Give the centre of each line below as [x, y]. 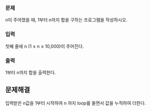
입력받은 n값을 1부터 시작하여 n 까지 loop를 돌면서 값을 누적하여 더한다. [76, 103]
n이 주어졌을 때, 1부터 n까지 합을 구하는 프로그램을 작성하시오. [66, 20]
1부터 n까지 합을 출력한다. [31, 72]
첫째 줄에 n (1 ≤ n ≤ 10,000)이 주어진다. [44, 46]
